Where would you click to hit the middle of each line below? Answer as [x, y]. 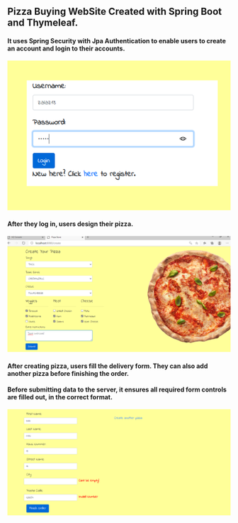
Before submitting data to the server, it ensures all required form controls [117, 389]
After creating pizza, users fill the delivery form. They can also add [108, 366]
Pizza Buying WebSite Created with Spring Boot [115, 12]
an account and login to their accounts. [66, 48]
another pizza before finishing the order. [68, 373]
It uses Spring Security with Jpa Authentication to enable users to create [117, 41]
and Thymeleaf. [43, 23]
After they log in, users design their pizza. [70, 224]
